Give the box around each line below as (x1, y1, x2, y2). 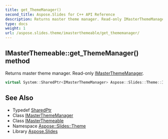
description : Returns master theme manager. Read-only (5, 16, 122, 21)
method (5, 57, 30, 65)
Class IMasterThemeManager (12, 112, 73, 118)
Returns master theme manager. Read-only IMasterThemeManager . (5, 70, 144, 76)
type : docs (5, 21, 28, 26)
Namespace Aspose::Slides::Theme (12, 123, 86, 129)
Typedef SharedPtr (12, 107, 52, 113)
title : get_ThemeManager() (5, 7, 61, 12)
